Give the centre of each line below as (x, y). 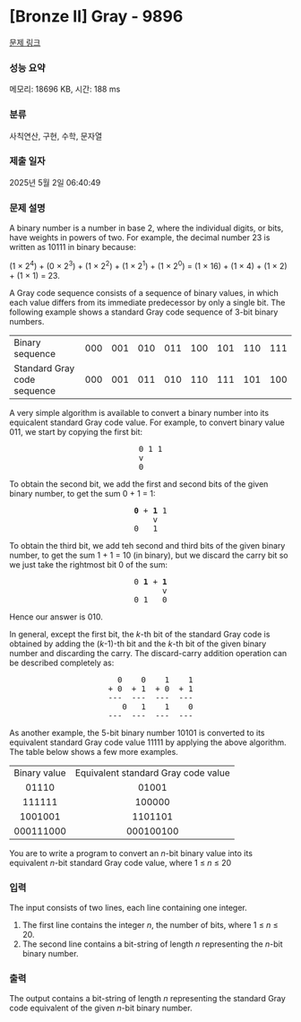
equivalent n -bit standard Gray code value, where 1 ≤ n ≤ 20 (120, 862)
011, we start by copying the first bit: (76, 431)
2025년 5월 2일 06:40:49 (55, 182)
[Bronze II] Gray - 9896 (96, 17)
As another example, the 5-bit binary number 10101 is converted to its (138, 732)
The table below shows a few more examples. (94, 751)
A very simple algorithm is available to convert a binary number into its (139, 412)
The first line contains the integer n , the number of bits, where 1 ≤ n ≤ (150, 925)
